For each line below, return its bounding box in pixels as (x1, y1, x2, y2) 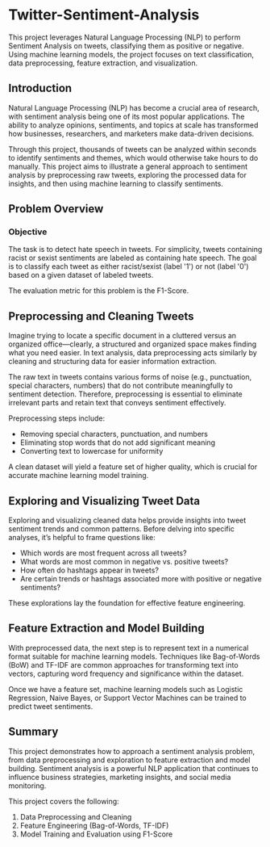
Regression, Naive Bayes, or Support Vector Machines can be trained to (8, 693, 247, 702)
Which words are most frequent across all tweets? (19, 548, 187, 558)
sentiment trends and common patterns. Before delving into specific (8, 524, 235, 534)
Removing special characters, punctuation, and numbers (19, 430, 208, 439)
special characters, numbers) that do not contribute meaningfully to (8, 381, 234, 391)
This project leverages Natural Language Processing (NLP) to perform (8, 32, 241, 42)
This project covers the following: (8, 796, 119, 806)
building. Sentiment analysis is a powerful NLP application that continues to (8, 763, 259, 773)
